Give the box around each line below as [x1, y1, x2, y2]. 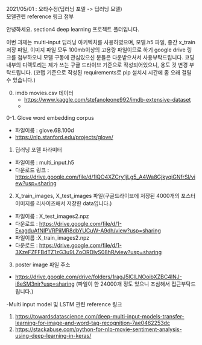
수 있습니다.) [6, 76, 36, 84]
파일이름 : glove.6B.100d [14, 126, 74, 134]
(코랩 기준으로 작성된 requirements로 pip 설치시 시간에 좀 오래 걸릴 [33, 69, 192, 76]
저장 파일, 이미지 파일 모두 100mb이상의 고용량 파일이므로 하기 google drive [6, 46, 186, 53]
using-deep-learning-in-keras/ [14, 332, 92, 339]
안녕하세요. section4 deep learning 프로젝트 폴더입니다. [6, 26, 140, 33]
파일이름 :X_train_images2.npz [14, 234, 90, 241]
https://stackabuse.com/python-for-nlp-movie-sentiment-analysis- [14, 326, 182, 333]
